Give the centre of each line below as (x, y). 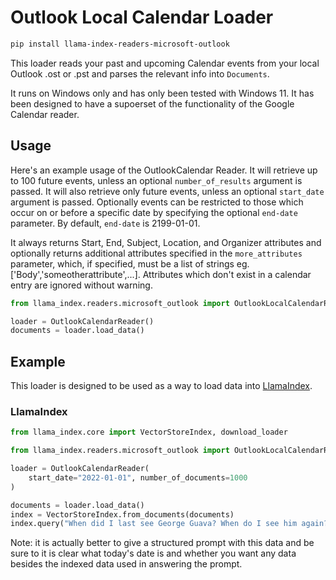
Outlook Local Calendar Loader (142, 17)
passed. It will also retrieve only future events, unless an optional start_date (167, 191)
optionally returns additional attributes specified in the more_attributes (156, 253)
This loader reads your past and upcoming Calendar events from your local (165, 63)
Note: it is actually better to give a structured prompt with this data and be (162, 543)
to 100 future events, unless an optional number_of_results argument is (156, 180)
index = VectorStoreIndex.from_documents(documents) (122, 514)
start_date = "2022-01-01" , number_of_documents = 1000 (138, 477)
